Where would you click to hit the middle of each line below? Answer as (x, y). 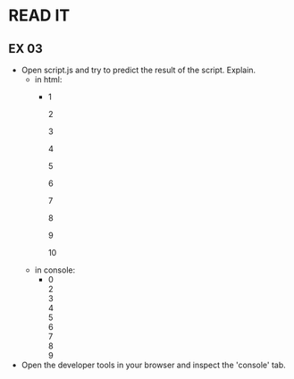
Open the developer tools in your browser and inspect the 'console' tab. (154, 365)
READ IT (39, 16)
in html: (48, 80)
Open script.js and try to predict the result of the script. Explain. (139, 70)
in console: (55, 270)
